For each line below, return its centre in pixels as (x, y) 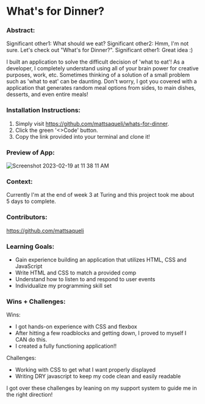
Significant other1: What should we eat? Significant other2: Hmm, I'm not (98, 43)
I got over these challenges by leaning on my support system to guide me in (102, 388)
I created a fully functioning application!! (66, 346)
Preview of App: (31, 152)
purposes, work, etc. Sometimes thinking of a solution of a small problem (98, 75)
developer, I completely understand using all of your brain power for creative (103, 68)
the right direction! (30, 395)
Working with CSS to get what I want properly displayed (85, 370)
